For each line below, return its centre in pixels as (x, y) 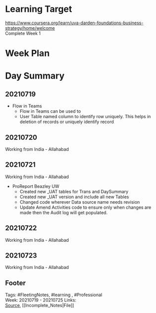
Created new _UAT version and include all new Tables (74, 197)
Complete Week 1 (23, 33)
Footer (16, 283)
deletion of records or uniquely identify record (67, 122)
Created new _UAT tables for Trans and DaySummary (74, 191)
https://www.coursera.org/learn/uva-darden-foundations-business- (74, 23)
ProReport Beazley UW (36, 186)
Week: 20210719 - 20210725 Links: (41, 300)
